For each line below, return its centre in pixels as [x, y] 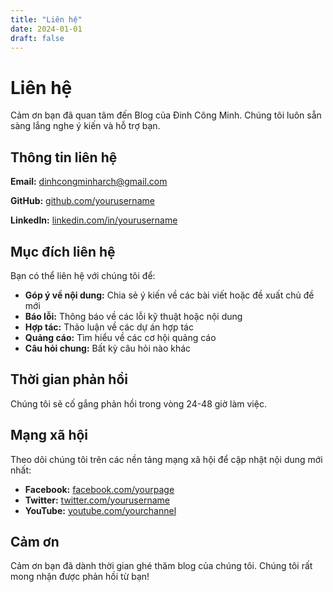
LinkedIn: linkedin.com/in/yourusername [94, 220]
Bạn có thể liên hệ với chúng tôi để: [83, 275]
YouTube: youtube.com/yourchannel [100, 510]
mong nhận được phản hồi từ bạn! [80, 577]
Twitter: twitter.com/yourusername [97, 500]
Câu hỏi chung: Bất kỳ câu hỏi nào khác [108, 348]
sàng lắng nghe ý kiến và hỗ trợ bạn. [85, 126]
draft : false [37, 38]
